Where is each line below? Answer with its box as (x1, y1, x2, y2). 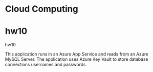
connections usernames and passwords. (5, 62, 87, 68)
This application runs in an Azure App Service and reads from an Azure (5, 51, 149, 57)
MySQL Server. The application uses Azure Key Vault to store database (5, 56, 148, 62)
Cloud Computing (5, 3, 78, 15)
